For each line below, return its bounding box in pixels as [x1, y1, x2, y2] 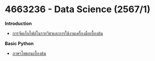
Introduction [5, 20, 32, 26]
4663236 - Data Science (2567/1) [5, 4, 151, 15]
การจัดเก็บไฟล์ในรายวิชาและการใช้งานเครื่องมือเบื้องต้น [12, 30, 103, 36]
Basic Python [5, 40, 34, 46]
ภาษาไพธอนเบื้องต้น [12, 50, 47, 56]
